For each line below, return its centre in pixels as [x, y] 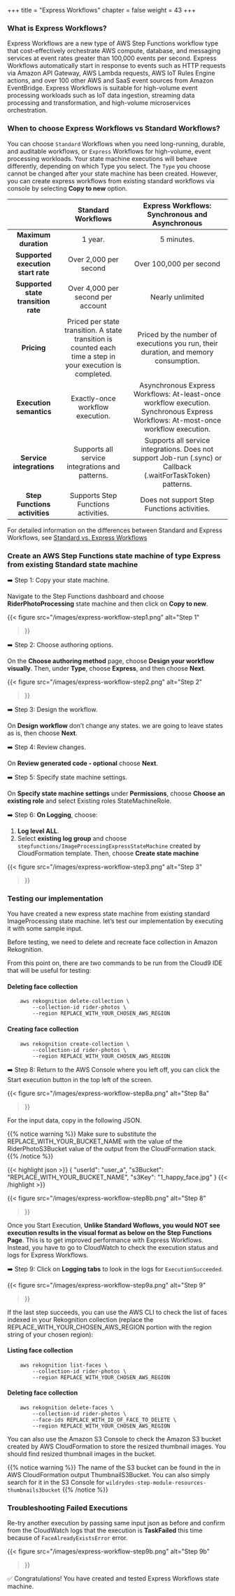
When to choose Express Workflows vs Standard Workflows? [114, 129]
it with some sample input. [45, 929]
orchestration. [27, 111]
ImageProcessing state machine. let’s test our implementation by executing [115, 921]
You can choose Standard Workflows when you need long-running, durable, [116, 143]
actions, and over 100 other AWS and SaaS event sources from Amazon [111, 80]
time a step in [93, 356]
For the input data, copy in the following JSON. [74, 1120]
